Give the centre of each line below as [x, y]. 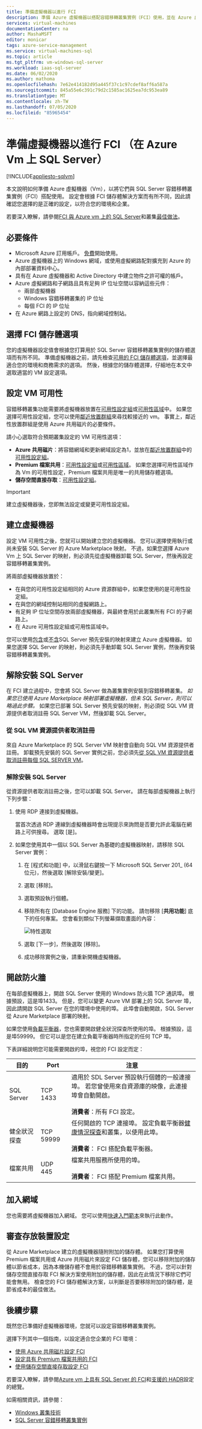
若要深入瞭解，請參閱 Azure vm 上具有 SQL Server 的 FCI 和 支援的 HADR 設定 [100, 1380]
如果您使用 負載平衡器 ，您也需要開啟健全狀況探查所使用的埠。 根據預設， [96, 1028]
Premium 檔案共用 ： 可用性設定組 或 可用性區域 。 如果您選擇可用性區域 [101, 464]
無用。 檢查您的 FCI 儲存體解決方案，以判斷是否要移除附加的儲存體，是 [105, 1282]
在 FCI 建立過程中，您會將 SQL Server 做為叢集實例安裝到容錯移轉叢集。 [96, 691]
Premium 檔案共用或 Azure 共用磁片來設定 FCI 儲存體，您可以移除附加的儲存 [101, 1259]
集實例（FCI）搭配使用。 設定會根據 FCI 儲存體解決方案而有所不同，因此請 [99, 196]
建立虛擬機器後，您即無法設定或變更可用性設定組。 [69, 504]
